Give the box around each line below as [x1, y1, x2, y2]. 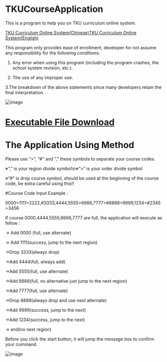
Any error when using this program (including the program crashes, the [12, 59, 159, 65]
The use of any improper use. [12, 74, 73, 80]
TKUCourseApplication [5, 3, 104, 15]
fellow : [5, 220, 20, 226]
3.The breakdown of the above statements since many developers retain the [5, 84, 162, 90]
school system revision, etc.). [12, 65, 73, 71]
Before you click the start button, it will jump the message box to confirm [5, 336, 155, 342]
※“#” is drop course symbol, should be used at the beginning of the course [5, 176, 159, 181]
